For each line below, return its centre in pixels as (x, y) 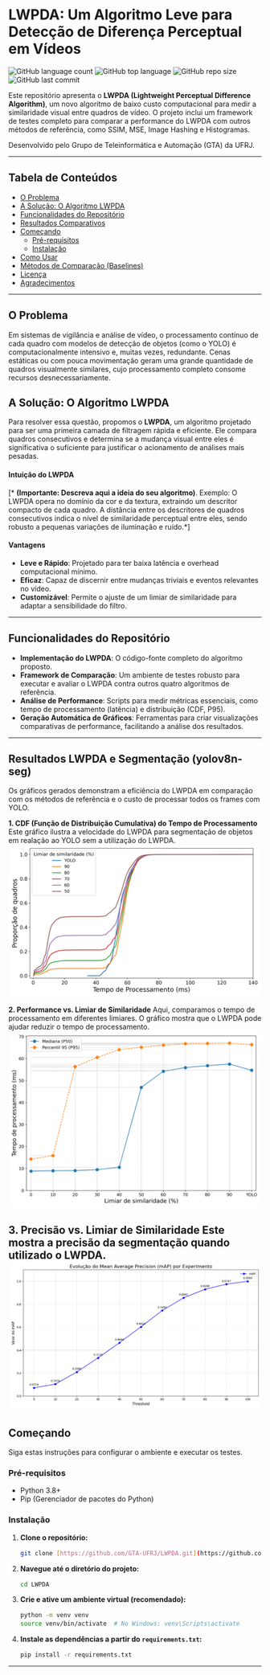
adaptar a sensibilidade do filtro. (73, 605)
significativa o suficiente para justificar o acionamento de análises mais (127, 448)
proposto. (36, 666)
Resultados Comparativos (63, 223)
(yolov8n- (217, 758)
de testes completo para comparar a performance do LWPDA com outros (129, 121)
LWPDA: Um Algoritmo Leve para (121, 15)
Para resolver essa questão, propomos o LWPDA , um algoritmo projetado (130, 422)
